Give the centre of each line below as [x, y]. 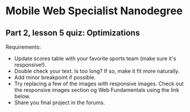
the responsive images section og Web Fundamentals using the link [96, 90]
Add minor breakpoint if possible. [55, 77]
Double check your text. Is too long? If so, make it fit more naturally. [97, 71]
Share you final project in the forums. [59, 103]
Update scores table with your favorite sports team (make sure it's [95, 58]
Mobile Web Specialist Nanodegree [94, 11]
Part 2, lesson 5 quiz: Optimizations [73, 33]
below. [22, 96]
